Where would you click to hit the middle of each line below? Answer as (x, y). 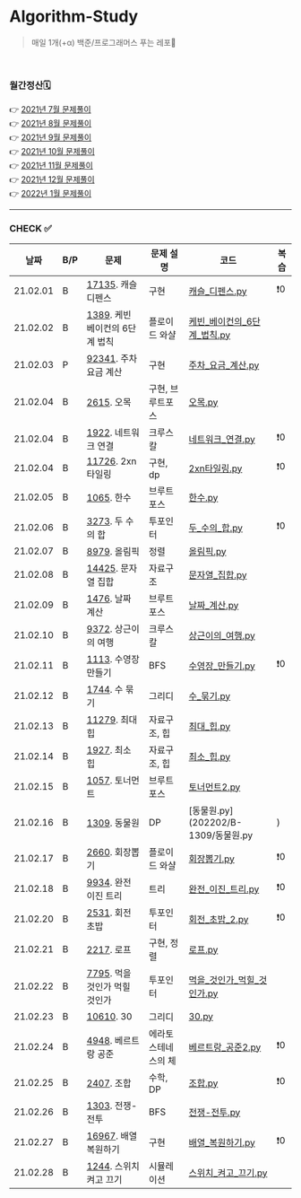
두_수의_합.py (216, 528)
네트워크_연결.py (222, 439)
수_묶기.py (210, 695)
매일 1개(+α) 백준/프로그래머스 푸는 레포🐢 (103, 42)
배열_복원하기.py (222, 1142)
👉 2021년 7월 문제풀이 (50, 109)
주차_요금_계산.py (224, 365)
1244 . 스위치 (113, 1166)
